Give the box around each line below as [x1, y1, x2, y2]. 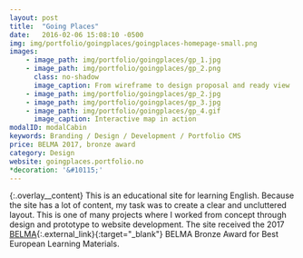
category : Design [9, 148, 75, 157]
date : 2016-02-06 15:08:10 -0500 [9, 30, 144, 39]
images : [9, 47, 39, 56]
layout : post [9, 13, 59, 23]
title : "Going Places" [9, 22, 100, 31]
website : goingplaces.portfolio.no [9, 156, 144, 166]
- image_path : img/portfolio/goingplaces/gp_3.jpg [25, 97, 221, 107]
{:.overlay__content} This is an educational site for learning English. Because [9, 190, 295, 201]
